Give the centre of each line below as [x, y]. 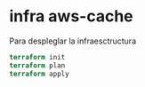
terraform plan [37, 65]
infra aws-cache [71, 16]
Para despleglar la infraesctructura [72, 41]
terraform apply [39, 74]
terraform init [37, 57]
